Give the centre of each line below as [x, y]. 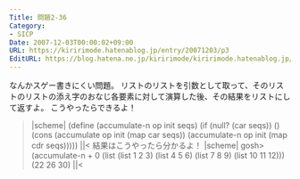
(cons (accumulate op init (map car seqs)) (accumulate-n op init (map [159, 135]
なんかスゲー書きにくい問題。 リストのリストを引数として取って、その [139, 85]
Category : [28, 26]
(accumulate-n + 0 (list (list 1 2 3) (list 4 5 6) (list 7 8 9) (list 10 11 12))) [158, 155]
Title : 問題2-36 [38, 17]
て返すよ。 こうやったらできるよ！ [73, 107]
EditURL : [25, 59]
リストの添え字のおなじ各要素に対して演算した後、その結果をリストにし [158, 96]
